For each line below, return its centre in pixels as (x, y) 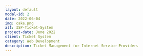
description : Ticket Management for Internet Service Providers (72, 46)
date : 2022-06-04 (23, 19)
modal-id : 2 (17, 14)
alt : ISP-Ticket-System (29, 28)
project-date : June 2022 (30, 32)
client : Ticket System (28, 37)
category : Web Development (32, 41)
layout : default (21, 9)
